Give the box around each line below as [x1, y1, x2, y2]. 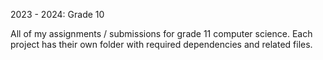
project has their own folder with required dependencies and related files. [10, 39, 313, 50]
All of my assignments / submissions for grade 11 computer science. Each [10, 28, 313, 39]
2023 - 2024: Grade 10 [10, 9, 105, 20]
